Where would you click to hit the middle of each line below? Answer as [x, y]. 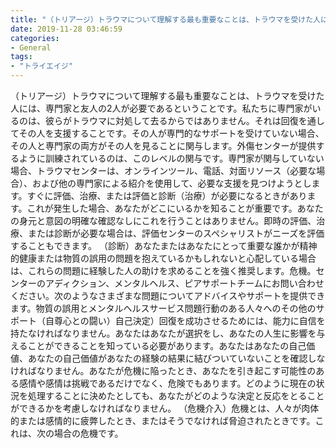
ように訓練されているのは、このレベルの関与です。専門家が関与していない [171, 158]
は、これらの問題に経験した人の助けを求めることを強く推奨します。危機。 [163, 270]
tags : [21, 57]
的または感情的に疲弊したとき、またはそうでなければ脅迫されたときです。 [163, 420]
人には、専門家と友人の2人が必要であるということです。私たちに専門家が [161, 108]
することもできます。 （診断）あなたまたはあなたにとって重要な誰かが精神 [164, 245]
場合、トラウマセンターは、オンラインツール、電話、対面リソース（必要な [163, 170]
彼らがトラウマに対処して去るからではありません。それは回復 [171, 120]
